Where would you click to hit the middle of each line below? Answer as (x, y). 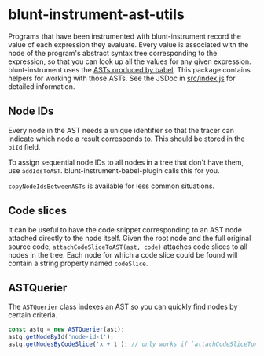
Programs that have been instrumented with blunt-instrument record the (125, 36)
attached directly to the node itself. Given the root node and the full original (130, 238)
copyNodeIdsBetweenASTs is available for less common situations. (111, 186)
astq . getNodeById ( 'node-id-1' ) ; (61, 337)
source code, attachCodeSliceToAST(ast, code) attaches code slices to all (128, 247)
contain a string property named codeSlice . (78, 263)
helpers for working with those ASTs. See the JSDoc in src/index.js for (122, 78)
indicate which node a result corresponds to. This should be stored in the (126, 139)
